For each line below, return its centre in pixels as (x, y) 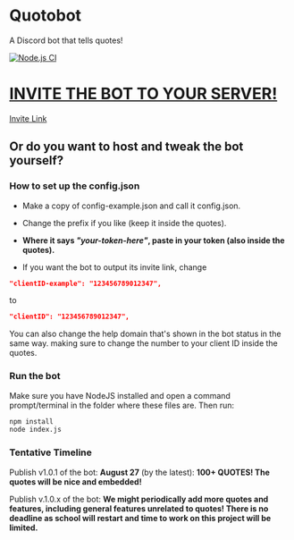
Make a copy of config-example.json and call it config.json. (131, 206)
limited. (24, 527)
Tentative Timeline (50, 452)
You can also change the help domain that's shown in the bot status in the (145, 334)
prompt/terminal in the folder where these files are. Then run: (122, 405)
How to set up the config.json (75, 186)
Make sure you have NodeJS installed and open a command (120, 395)
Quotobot (46, 16)
